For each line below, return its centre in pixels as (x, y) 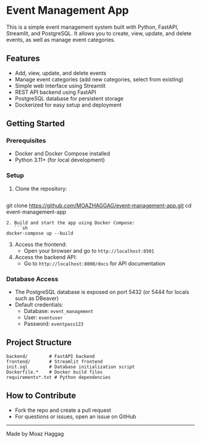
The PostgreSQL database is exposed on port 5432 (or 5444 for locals (102, 292)
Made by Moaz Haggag (35, 433)
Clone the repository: (41, 189)
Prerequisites (26, 141)
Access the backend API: (46, 257)
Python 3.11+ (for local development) (60, 160)
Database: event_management (59, 311)
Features (23, 58)
